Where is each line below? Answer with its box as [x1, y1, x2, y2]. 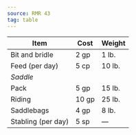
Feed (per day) [10, 61, 59, 71]
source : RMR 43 [7, 10, 51, 17]
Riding [10, 94, 32, 103]
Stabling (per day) [10, 116, 69, 126]
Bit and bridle [10, 49, 54, 59]
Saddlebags [10, 106, 49, 115]
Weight [101, 38, 126, 48]
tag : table [7, 16, 38, 23]
